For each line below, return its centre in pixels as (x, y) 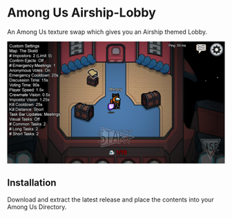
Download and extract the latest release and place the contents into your (110, 199)
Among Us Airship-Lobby (82, 13)
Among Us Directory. (37, 207)
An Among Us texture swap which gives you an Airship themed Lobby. (107, 32)
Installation (32, 183)
